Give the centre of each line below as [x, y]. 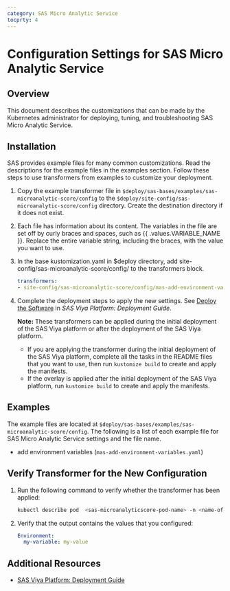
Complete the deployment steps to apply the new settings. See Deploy [117, 301]
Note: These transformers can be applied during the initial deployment [117, 322]
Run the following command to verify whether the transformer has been [118, 490]
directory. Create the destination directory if [161, 205]
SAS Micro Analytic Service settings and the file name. [84, 438]
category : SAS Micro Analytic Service [62, 13]
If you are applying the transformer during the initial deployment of [122, 349]
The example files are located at [53, 424]
